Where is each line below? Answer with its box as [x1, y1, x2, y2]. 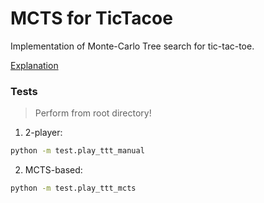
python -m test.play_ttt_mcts [10, 183, 137, 194]
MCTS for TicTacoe [10, 7, 173, 30]
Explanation [10, 59, 59, 71]
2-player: [24, 127, 63, 139]
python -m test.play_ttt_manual [10, 146, 145, 156]
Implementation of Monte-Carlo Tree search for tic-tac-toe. [10, 40, 255, 52]
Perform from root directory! [34, 107, 152, 119]
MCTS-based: [24, 164, 83, 176]
